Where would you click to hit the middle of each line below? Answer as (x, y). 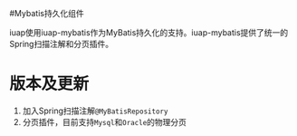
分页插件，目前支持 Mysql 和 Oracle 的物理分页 (105, 121)
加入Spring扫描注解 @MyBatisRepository (95, 111)
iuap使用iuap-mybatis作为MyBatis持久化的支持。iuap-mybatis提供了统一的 (149, 33)
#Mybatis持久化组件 (47, 13)
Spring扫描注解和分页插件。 (62, 44)
